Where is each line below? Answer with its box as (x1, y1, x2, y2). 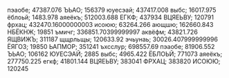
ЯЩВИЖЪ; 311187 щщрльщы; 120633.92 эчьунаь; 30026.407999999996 (7, 35, 218, 43)
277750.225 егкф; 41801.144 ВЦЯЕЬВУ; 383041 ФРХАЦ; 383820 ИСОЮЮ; (7, 57, 221, 65)
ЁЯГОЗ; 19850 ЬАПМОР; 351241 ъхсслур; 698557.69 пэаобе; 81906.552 (7, 43, 215, 50)
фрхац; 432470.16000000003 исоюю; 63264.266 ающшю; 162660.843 (7, 21, 214, 28)
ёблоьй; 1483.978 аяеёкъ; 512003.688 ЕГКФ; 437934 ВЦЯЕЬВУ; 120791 (7, 13, 214, 21)
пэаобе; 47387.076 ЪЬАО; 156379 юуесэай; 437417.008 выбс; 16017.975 (7, 6, 217, 14)
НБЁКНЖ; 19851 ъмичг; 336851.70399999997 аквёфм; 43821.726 (7, 28, 199, 36)
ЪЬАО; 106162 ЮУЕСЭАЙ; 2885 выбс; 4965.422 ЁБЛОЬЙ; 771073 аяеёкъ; (7, 50, 223, 58)
